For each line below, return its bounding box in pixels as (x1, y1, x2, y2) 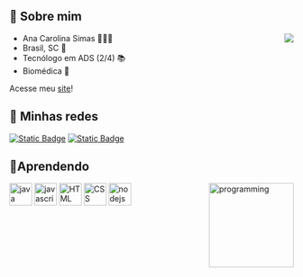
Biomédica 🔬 (22, 65, 70, 76)
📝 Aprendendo (9, 159, 90, 174)
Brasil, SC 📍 (22, 42, 67, 53)
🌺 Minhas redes (9, 109, 99, 124)
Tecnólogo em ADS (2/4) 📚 (22, 52, 126, 63)
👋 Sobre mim (9, 9, 83, 24)
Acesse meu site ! (9, 83, 74, 94)
